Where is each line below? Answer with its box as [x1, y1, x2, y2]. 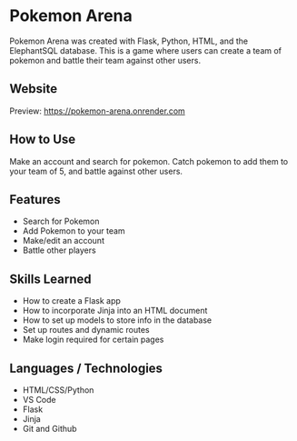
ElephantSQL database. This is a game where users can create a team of [9, 45, 282, 55]
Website [9, 81, 57, 96]
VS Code [22, 395, 56, 405]
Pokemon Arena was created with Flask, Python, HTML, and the [9, 35, 248, 46]
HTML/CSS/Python [22, 385, 94, 396]
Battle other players [22, 245, 97, 256]
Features [9, 192, 61, 207]
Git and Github [22, 424, 77, 434]
